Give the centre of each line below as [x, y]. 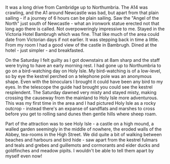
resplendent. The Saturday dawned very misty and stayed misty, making [81, 92]
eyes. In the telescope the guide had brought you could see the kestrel [79, 87]
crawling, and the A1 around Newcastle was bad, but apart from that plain [82, 13]
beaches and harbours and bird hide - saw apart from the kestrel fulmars [82, 140]
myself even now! [24, 156]
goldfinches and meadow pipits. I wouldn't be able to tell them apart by [79, 151]
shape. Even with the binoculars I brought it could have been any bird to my [84, 81]
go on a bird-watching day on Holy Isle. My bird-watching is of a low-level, [83, 71]
